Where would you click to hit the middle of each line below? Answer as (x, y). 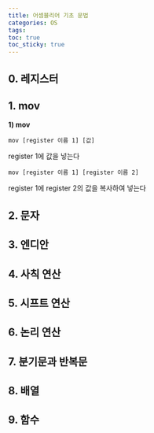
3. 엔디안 (29, 245)
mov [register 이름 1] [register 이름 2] (73, 173)
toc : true (24, 37)
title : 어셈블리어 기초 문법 (48, 15)
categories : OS (33, 23)
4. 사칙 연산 (35, 274)
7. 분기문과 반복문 (48, 362)
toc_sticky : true (37, 45)
